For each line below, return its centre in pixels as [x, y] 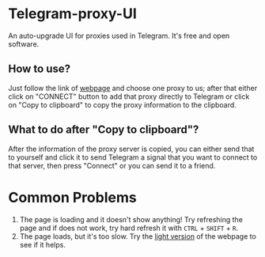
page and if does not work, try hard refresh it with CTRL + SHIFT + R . [129, 228]
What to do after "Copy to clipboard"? [104, 130]
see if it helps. [42, 244]
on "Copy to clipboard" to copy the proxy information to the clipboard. [123, 104]
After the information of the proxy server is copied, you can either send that [131, 149]
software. [24, 43]
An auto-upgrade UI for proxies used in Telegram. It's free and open [119, 36]
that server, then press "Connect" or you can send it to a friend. [112, 165]
